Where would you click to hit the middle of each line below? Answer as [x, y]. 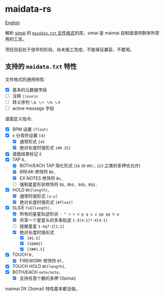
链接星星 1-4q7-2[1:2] [42, 226]
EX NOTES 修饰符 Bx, [41, 178]
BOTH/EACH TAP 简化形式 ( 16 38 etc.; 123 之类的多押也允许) [80, 165]
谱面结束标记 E [27, 154]
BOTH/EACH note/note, [37, 272]
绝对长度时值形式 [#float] [46, 202]
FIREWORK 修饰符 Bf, [42, 261]
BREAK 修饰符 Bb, [38, 172]
